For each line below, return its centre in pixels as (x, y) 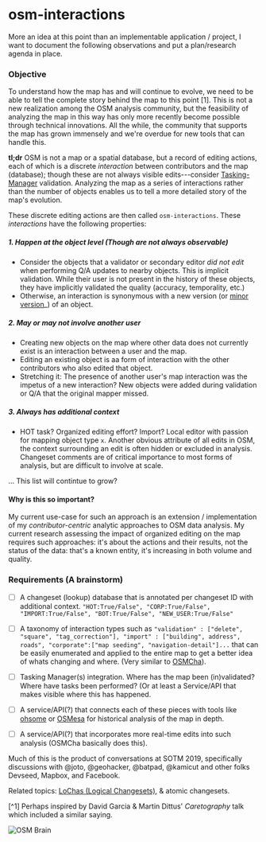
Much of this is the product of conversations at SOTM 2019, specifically (125, 758)
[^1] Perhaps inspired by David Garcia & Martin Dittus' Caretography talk (126, 806)
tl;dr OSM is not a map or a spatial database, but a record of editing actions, (133, 158)
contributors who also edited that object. (86, 368)
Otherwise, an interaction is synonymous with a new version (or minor (134, 296)
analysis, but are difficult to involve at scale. (91, 466)
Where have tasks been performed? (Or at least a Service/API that (128, 685)
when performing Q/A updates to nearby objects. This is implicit (124, 271)
